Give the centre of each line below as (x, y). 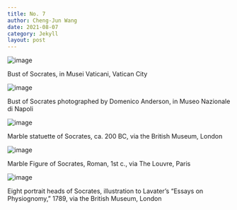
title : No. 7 (27, 14)
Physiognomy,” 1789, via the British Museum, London (85, 199)
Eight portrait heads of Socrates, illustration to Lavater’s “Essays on (105, 191)
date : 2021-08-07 (33, 27)
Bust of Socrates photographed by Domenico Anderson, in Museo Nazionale (119, 101)
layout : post (27, 40)
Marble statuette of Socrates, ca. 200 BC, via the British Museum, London (115, 136)
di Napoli (21, 109)
